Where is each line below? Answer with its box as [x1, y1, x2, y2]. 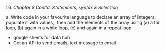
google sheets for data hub [13, 35, 70, 40]
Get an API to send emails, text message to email [13, 40, 116, 46]
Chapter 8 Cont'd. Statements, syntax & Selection [13, 5, 118, 10]
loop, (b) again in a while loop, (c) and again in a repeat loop [6, 25, 132, 31]
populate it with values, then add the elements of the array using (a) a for [6, 20, 160, 25]
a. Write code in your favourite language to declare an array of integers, [6, 14, 156, 20]
